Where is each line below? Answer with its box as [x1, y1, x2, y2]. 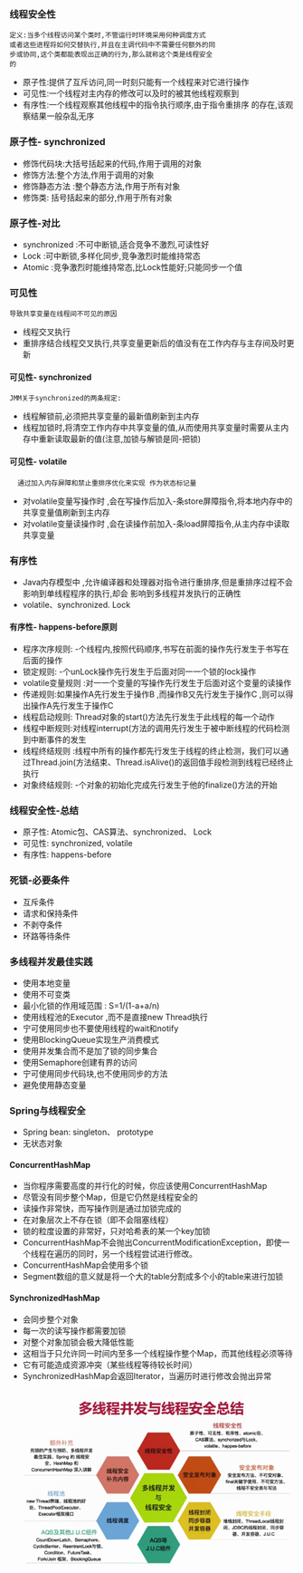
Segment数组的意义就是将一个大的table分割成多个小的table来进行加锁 [22, 1271, 284, 1282]
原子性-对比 [9, 217, 61, 229]
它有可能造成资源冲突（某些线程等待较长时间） [22, 1359, 197, 1370]
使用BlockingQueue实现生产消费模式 [22, 1034, 160, 1045]
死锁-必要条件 [9, 874, 70, 887]
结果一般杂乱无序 [30, 111, 95, 121]
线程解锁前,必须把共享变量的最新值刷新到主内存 [22, 410, 200, 422]
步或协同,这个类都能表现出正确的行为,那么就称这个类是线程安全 [9, 50, 213, 60]
